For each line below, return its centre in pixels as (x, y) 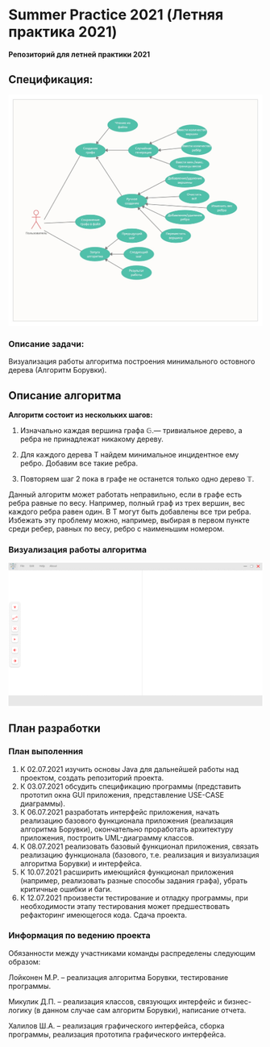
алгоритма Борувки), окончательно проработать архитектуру (127, 829)
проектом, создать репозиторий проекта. (92, 778)
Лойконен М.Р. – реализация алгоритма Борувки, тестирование (118, 977)
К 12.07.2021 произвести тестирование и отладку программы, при (134, 898)
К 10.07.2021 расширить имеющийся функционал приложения (127, 872)
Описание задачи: (46, 344)
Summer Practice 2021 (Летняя (116, 15)
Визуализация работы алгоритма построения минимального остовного (132, 361)
